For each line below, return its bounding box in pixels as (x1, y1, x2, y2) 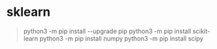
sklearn (6, 4, 51, 20)
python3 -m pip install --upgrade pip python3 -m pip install (23, 27, 192, 35)
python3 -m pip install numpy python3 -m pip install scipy (39, 34, 204, 42)
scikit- (192, 27, 211, 35)
